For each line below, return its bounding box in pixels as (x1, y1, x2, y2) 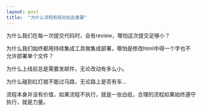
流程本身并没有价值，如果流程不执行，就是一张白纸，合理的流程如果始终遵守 (6, 90, 196, 98)
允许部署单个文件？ (6, 52, 54, 59)
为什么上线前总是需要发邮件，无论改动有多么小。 (6, 65, 127, 72)
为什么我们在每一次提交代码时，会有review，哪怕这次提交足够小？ (6, 31, 170, 39)
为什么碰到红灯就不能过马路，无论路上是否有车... (6, 78, 127, 85)
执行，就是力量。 (6, 98, 49, 106)
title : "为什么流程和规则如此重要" (6, 14, 87, 21)
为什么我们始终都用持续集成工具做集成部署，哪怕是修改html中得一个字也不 (6, 45, 191, 52)
